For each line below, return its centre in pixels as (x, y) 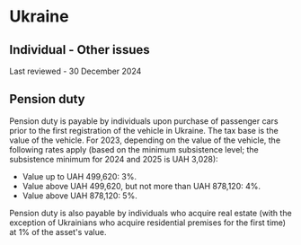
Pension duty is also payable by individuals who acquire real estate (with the (150, 213)
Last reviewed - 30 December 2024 (75, 71)
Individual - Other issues (80, 50)
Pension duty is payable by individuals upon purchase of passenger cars (144, 121)
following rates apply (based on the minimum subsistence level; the (134, 149)
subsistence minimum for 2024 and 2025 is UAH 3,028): (114, 159)
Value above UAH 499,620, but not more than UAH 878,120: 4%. (142, 186)
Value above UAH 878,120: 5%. (80, 196)
